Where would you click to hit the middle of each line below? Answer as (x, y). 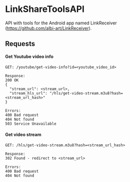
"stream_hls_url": (29, 93)
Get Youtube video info (29, 56)
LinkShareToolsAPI (45, 9)
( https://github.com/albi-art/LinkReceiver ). (48, 28)
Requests (20, 44)
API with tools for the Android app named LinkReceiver (61, 23)
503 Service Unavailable (31, 124)
